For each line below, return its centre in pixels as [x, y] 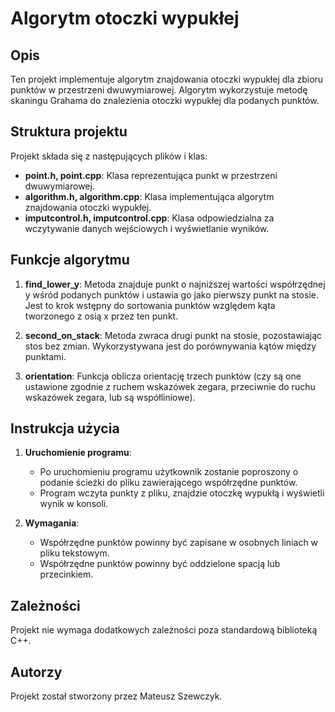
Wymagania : [52, 523]
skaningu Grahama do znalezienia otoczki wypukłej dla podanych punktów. [165, 100]
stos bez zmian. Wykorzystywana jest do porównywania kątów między [170, 346]
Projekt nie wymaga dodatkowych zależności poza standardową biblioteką [164, 630]
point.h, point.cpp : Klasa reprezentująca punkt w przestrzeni [151, 175]
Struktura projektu [69, 132]
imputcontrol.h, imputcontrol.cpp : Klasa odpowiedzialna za [149, 218]
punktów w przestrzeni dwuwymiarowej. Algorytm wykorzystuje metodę [159, 90]
